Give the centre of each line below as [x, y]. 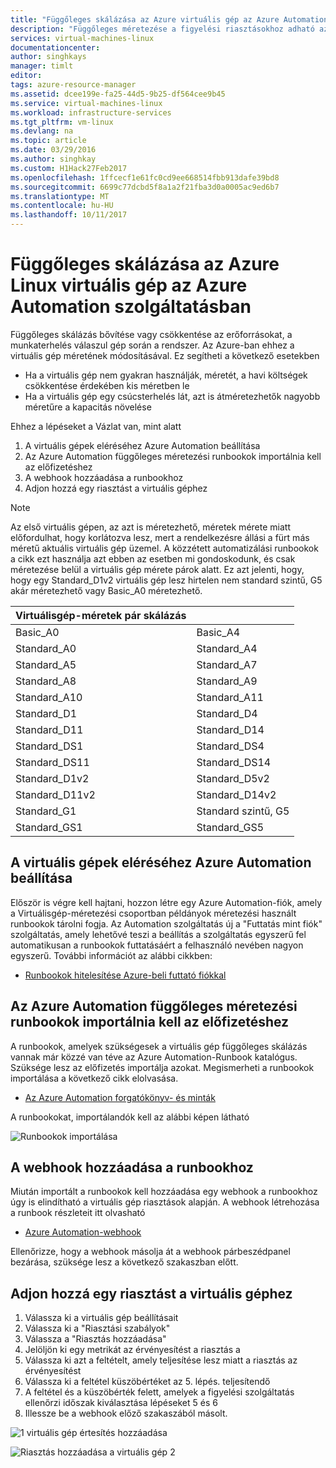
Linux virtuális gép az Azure [129, 285]
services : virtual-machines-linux [82, 38]
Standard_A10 [49, 697]
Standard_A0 [46, 648]
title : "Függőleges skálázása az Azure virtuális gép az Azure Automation [169, 19]
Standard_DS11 [52, 762]
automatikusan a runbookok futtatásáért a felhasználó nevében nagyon [157, 945]
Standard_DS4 [230, 746]
